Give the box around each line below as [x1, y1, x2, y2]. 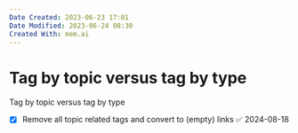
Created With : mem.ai [9, 29, 90, 38]
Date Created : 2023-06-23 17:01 [9, 12, 129, 22]
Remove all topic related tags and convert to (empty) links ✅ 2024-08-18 [21, 114, 289, 125]
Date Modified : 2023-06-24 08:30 [9, 21, 133, 30]
